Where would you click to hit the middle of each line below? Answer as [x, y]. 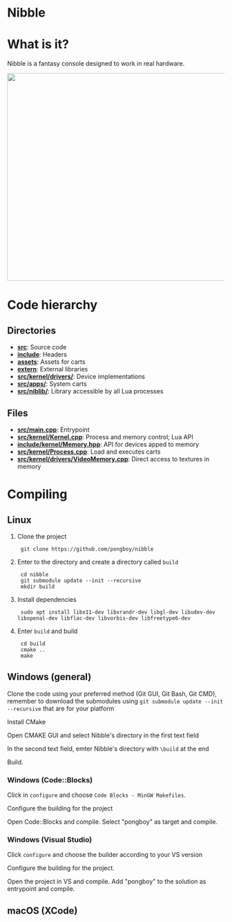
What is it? [38, 45]
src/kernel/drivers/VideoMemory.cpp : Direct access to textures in [113, 459]
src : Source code [42, 347]
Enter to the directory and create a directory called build [98, 562]
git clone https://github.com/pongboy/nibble [87, 549]
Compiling [37, 494]
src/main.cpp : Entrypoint [53, 430]
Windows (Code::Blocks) [50, 780]
